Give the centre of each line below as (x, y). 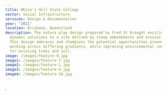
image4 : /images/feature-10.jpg (39, 74)
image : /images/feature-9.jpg (37, 56)
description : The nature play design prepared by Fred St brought (75, 33)
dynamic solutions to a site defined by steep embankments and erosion (85, 38)
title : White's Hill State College (42, 10)
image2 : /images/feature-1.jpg (38, 65)
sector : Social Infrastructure (38, 14)
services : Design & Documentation (41, 19)
